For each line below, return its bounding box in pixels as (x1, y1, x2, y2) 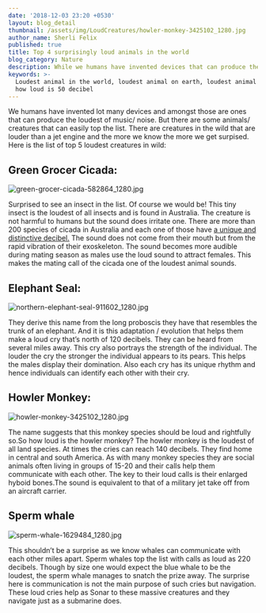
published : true (8, 41, 62, 49)
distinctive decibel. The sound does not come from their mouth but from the (8, 233, 256, 243)
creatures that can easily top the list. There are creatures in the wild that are (8, 123, 256, 133)
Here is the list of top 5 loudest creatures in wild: (8, 140, 166, 150)
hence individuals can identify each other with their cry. (8, 369, 190, 377)
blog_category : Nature (8, 56, 83, 64)
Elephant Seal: (8, 282, 82, 295)
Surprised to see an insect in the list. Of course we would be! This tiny (8, 199, 237, 210)
